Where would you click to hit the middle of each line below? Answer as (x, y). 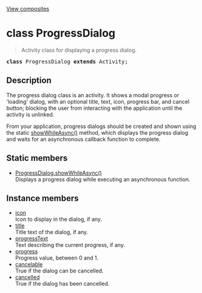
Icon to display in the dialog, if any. (59, 219)
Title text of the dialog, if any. (52, 232)
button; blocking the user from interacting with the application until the (94, 108)
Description (29, 80)
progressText (32, 238)
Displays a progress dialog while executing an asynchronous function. (103, 179)
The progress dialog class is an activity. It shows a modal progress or (93, 95)
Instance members (42, 198)
